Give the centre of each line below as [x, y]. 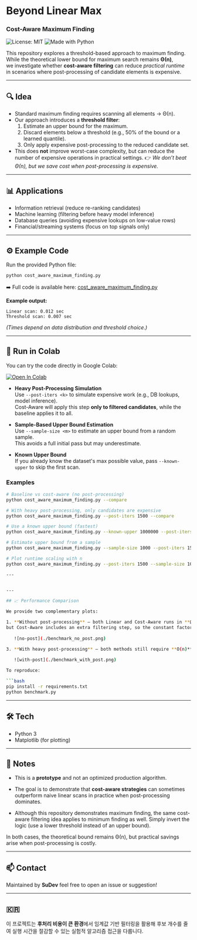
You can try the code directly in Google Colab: [62, 366]
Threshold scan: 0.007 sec [39, 316]
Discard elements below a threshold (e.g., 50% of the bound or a [102, 133]
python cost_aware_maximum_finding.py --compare [67, 500]
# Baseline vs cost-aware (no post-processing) [65, 494]
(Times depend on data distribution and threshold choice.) [77, 327]
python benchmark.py [31, 692]
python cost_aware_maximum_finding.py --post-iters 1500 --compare [90, 516]
